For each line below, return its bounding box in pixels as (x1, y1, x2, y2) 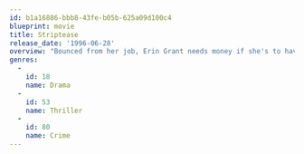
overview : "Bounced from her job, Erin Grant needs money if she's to (9, 47, 281, 56)
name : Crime (25, 131, 71, 140)
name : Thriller (25, 106, 83, 115)
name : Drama (25, 81, 71, 90)
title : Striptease (9, 30, 79, 39)
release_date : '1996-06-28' (9, 38, 116, 48)
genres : (9, 55, 39, 64)
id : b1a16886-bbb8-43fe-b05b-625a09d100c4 (9, 13, 172, 23)
